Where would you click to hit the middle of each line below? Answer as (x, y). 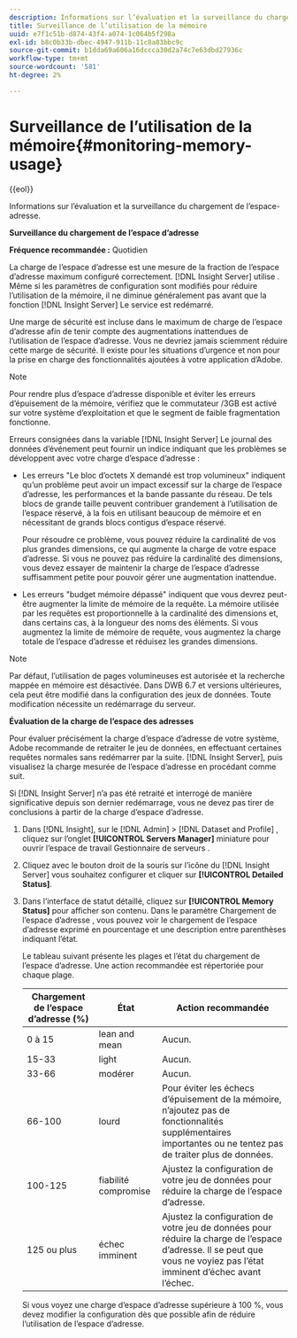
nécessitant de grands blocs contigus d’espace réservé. (124, 522)
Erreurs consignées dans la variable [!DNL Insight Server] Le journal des (141, 439)
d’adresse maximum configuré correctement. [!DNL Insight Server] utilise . (145, 276)
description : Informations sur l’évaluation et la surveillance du (136, 17)
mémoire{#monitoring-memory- (131, 145)
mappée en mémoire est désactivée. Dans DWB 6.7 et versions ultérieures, (145, 685)
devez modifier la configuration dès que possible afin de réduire (139, 1314)
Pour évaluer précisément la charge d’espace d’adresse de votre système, (144, 738)
